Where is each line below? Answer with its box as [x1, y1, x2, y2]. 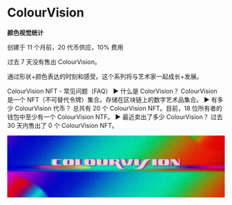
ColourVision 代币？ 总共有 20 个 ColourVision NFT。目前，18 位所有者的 [14, 104, 222, 112]
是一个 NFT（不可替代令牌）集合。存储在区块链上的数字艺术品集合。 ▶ [7, 95, 210, 104]
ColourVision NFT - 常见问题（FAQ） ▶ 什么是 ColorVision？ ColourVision [7, 87, 217, 95]
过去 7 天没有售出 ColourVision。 [7, 57, 101, 66]
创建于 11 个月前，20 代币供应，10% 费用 [7, 43, 124, 51]
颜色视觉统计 [7, 28, 43, 36]
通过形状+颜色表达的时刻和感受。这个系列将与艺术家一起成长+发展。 [7, 72, 203, 80]
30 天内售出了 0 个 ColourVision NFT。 [7, 121, 119, 129]
